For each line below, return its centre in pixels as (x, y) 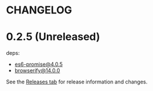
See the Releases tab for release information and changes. (77, 82)
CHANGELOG (39, 10)
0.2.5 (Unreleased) (53, 37)
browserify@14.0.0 (37, 71)
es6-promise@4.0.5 (39, 64)
